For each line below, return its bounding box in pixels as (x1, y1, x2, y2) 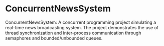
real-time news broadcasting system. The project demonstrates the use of (5, 24, 159, 30)
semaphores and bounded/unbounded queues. (5, 35, 103, 41)
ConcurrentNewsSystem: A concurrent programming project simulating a (5, 19, 156, 25)
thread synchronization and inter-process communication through (5, 30, 141, 36)
